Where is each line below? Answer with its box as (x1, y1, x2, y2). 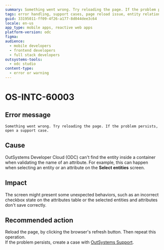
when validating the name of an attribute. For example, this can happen (5, 159, 148, 165)
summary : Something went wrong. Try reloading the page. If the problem (5, 7, 156, 12)
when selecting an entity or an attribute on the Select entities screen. (5, 164, 145, 171)
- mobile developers (9, 43, 51, 48)
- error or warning (9, 71, 49, 76)
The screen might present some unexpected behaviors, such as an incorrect (5, 192, 159, 197)
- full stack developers (9, 52, 60, 58)
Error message (5, 111, 51, 119)
